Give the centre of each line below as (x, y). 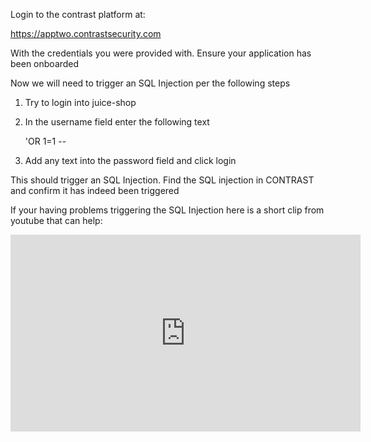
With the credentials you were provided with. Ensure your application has (161, 53)
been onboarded (45, 63)
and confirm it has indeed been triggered (95, 190)
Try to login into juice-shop (80, 102)
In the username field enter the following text (117, 122)
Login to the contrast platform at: (78, 14)
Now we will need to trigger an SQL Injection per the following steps (150, 83)
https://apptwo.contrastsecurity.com (86, 33)
